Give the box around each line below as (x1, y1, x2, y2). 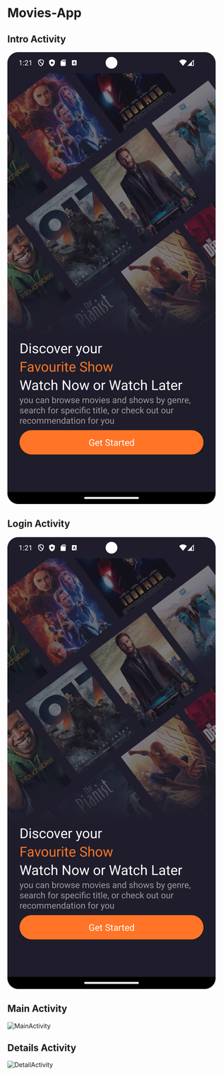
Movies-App (7, 5, 82, 21)
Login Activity (7, 518, 71, 530)
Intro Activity (7, 33, 66, 45)
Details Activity (7, 1042, 76, 1054)
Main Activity (7, 1003, 68, 1015)
